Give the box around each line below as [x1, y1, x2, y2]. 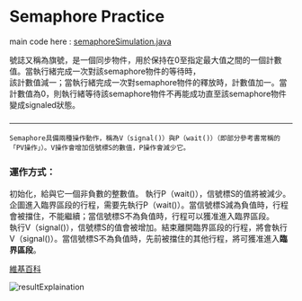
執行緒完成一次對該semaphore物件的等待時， [32, 66, 201, 76]
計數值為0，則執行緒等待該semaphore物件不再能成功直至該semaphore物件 [9, 88, 288, 99]
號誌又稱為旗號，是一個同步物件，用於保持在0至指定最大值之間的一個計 [9, 54, 274, 65]
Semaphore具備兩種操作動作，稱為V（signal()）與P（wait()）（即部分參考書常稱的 [9, 134, 281, 143]
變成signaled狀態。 [9, 99, 81, 110]
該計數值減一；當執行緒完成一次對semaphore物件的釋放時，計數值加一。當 [9, 76, 288, 87]
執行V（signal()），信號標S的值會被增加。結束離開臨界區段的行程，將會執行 [9, 222, 288, 233]
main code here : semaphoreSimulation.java [9, 36, 173, 47]
